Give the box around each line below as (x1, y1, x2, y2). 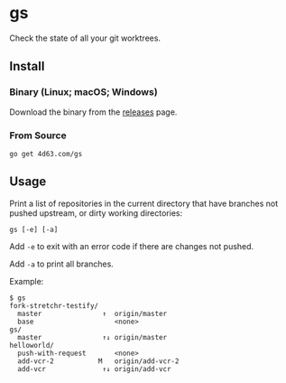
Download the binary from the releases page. (9, 107, 178, 117)
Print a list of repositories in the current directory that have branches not (9, 198, 279, 209)
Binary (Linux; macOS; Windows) (9, 86, 158, 98)
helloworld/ (9, 341, 54, 350)
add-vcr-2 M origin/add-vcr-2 (17, 356, 180, 366)
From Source (9, 129, 67, 142)
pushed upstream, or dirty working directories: (9, 207, 183, 219)
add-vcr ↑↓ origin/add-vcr (17, 364, 171, 373)
